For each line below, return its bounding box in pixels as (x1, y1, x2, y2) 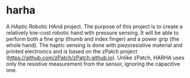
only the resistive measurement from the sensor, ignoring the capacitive (6, 60, 181, 67)
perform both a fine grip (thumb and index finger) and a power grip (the (6, 35, 179, 42)
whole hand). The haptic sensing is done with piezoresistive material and (6, 42, 183, 49)
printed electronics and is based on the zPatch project (6, 48, 138, 55)
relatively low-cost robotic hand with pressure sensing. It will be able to (6, 29, 179, 36)
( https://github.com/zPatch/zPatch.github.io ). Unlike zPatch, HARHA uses (6, 54, 185, 61)
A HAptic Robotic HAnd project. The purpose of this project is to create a (6, 23, 183, 30)
